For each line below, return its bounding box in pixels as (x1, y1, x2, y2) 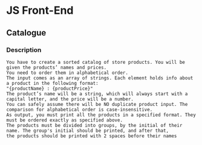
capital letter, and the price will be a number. (6, 96, 134, 102)
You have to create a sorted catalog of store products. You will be (6, 59, 186, 65)
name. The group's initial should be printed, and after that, (6, 128, 169, 134)
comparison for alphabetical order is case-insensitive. (6, 106, 153, 113)
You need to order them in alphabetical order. (6, 70, 129, 76)
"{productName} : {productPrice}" (6, 85, 94, 91)
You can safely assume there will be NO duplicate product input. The (6, 101, 188, 107)
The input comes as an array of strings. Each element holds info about (6, 75, 194, 81)
